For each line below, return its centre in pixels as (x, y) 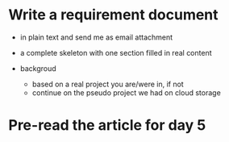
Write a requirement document (114, 15)
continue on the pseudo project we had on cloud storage (127, 92)
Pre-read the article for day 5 (107, 125)
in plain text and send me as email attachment (96, 37)
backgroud (38, 68)
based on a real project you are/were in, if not (108, 84)
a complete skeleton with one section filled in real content (116, 52)
